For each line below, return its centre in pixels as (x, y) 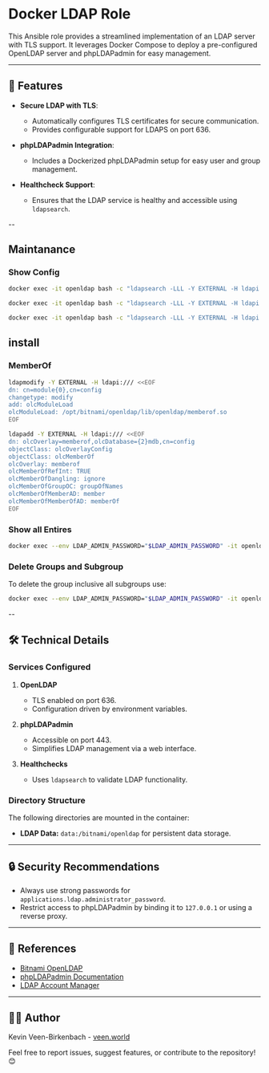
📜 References (42, 949)
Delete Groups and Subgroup (66, 567)
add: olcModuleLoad (41, 405)
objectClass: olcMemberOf (51, 457)
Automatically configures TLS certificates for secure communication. (145, 120)
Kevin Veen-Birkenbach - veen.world (69, 1037)
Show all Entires (40, 529)
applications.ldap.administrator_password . (93, 899)
